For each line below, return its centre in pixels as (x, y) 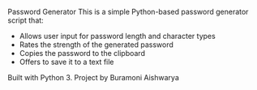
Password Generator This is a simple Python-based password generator (128, 12)
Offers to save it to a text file (66, 62)
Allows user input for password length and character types (117, 36)
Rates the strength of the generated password (96, 45)
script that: (26, 20)
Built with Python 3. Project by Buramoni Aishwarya (94, 77)
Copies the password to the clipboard (82, 53)
